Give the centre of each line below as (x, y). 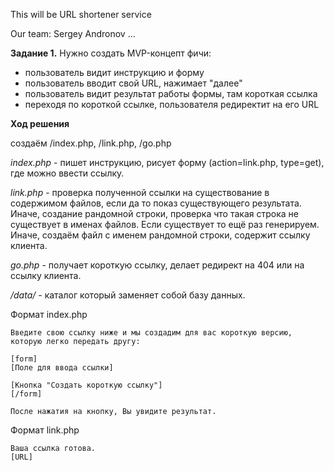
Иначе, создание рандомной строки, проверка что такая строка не (154, 213)
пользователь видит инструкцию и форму (114, 72)
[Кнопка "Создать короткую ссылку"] (86, 385)
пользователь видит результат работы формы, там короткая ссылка (171, 93)
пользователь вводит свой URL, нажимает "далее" (133, 83)
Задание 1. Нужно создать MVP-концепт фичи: (111, 53)
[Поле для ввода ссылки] (62, 368)
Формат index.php (49, 314)
